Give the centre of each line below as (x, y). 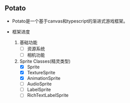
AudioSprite (39, 84)
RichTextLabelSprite (48, 95)
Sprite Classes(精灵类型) (45, 61)
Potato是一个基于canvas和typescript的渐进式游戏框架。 (70, 21)
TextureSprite (41, 73)
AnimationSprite (44, 78)
